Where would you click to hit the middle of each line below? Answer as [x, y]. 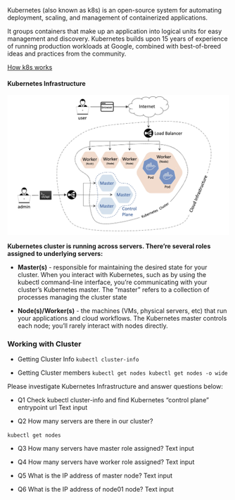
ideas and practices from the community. [67, 53]
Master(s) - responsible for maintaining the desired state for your [112, 267]
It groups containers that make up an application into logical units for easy [115, 31]
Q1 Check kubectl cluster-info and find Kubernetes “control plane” [113, 399]
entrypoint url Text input [52, 407]
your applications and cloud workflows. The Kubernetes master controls [122, 318]
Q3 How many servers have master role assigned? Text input [106, 448]
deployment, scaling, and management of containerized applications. [108, 18]
